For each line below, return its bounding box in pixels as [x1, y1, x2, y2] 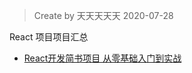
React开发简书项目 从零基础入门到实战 [23, 52, 182, 64]
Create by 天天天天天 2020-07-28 [33, 10, 174, 21]
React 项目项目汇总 [9, 31, 89, 43]
